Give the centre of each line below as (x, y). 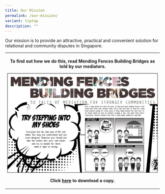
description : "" (22, 26)
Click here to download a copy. (82, 181)
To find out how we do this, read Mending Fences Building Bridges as (82, 61)
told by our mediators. (82, 66)
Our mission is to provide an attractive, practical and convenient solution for (82, 41)
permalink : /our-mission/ (31, 16)
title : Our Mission (25, 10)
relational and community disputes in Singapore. (54, 46)
